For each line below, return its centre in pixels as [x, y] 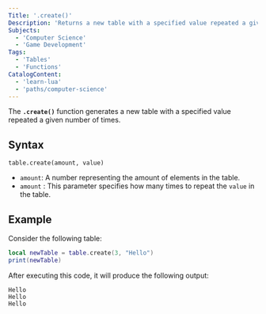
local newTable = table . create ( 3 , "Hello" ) [81, 253]
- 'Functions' [38, 67]
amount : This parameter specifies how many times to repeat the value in [137, 186]
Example [30, 219]
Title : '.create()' [40, 15]
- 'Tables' [33, 60]
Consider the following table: [55, 238]
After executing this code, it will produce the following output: [109, 275]
